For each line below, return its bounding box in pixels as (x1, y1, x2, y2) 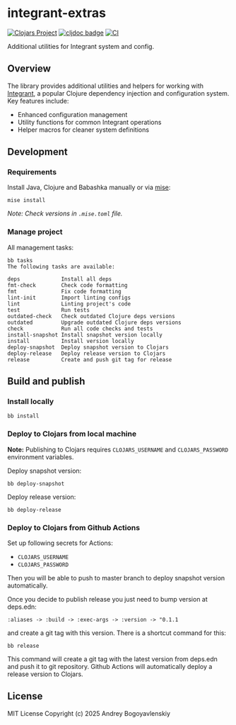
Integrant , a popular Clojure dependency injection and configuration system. (7, 89, 230, 97)
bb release (7, 643, 40, 650)
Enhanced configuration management (17, 110, 128, 118)
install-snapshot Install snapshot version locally (7, 331, 163, 338)
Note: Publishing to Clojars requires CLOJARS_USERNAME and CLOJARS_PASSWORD (7, 445, 228, 454)
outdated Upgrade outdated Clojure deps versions (7, 319, 182, 326)
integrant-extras (7, 5, 106, 21)
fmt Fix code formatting (7, 288, 122, 295)
